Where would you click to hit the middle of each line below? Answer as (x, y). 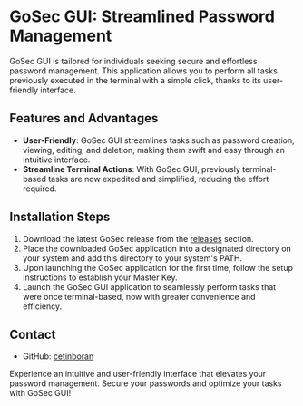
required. (39, 188)
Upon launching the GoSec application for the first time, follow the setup (157, 267)
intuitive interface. (56, 159)
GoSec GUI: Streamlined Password (142, 17)
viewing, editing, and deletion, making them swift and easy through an (154, 150)
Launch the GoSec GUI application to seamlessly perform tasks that (149, 286)
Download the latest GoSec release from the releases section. (138, 238)
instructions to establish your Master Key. (100, 277)
